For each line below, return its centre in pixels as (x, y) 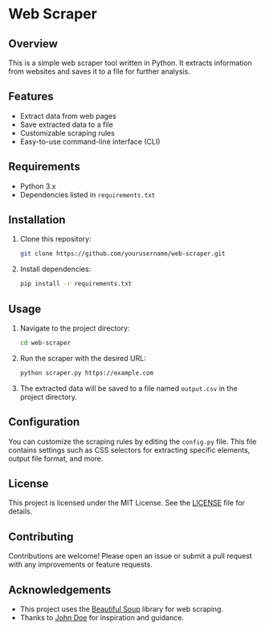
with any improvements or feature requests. (80, 565)
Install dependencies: (55, 269)
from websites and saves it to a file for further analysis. (99, 71)
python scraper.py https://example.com (87, 373)
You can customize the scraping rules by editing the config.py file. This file (132, 441)
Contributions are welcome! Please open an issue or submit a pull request (130, 556)
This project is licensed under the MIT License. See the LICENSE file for (127, 503)
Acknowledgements (60, 589)
